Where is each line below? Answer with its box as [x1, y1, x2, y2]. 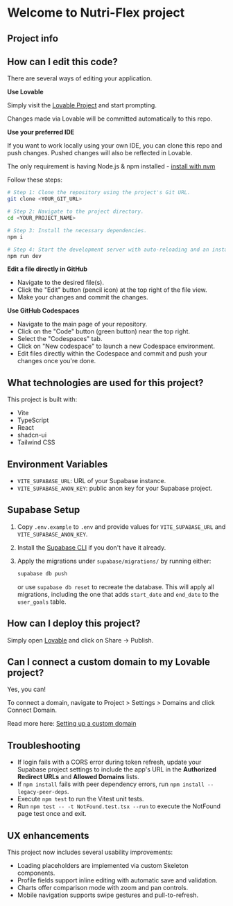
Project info [7, 33, 59, 44]
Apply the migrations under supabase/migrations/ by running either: [17, 557, 212, 565]
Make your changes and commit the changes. [17, 293, 148, 302]
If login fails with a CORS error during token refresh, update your [17, 758, 202, 767]
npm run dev [7, 252, 42, 259]
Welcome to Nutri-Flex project [7, 5, 185, 21]
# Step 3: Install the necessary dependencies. [7, 227, 148, 234]
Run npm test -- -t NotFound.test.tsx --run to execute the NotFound [17, 802, 221, 810]
